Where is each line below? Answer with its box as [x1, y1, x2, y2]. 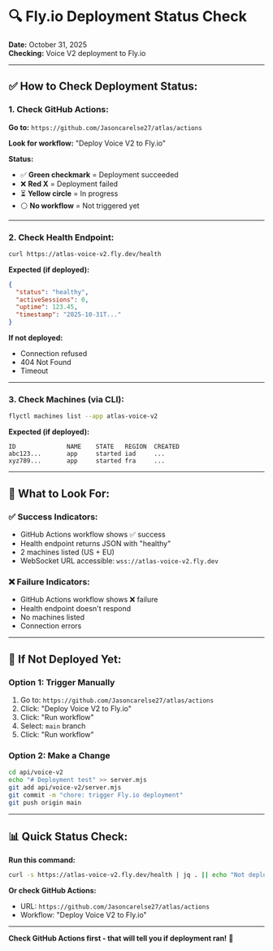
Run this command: [8, 855, 76, 865]
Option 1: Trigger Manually [8, 676, 115, 688]
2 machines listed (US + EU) [19, 547, 115, 557]
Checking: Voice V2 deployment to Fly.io [8, 48, 146, 58]
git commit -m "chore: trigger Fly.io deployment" [8, 791, 184, 799]
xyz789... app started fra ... [8, 457, 165, 465]
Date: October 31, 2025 [8, 39, 88, 50]
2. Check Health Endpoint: [8, 232, 115, 243]
